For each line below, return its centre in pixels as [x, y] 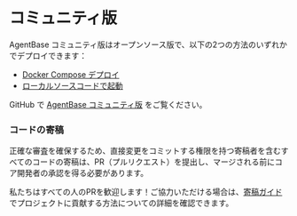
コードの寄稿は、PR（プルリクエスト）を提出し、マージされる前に [154, 162]
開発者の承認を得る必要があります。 [82, 173]
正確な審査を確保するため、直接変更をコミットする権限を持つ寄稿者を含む [145, 151]
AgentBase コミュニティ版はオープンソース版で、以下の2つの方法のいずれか [148, 44]
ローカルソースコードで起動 [73, 85]
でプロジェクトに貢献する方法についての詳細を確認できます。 [121, 203]
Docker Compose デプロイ [70, 74]
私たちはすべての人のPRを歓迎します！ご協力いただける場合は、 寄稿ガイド [146, 192]
